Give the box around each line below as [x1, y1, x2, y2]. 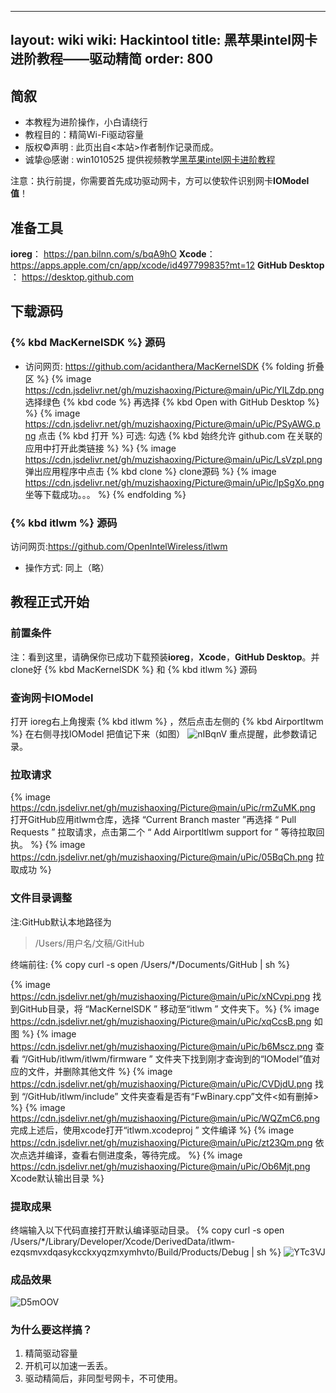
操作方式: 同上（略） [24, 562, 110, 573]
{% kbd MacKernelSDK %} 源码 [10, 336, 166, 350]
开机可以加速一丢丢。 [24, 1360, 113, 1372]
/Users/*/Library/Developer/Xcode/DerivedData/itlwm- [10, 1235, 236, 1247]
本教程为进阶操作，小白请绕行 [24, 116, 148, 128]
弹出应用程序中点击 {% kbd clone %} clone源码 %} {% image [24, 465, 277, 477]
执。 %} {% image [10, 839, 86, 851]
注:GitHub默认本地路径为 [10, 916, 112, 928]
